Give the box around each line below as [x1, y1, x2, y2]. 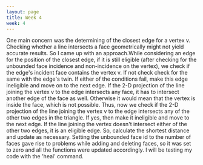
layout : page [6, 8, 39, 15]
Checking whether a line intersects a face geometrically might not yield [6, 43, 184, 50]
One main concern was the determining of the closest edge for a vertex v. [6, 37, 191, 44]
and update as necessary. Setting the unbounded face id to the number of [6, 133, 191, 141]
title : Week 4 [6, 15, 42, 21]
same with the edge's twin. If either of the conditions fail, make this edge [6, 75, 188, 82]
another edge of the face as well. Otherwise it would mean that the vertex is [6, 95, 196, 102]
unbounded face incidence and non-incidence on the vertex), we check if [6, 62, 190, 70]
